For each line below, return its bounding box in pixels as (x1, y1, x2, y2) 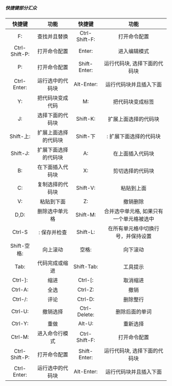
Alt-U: (78, 320, 94, 327)
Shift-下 (76, 133, 96, 140)
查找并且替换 (37, 33, 68, 40)
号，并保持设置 (115, 232, 152, 240)
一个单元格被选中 (113, 215, 155, 222)
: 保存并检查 (38, 228, 68, 235)
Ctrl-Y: (11, 320, 29, 327)
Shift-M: (75, 211, 96, 218)
